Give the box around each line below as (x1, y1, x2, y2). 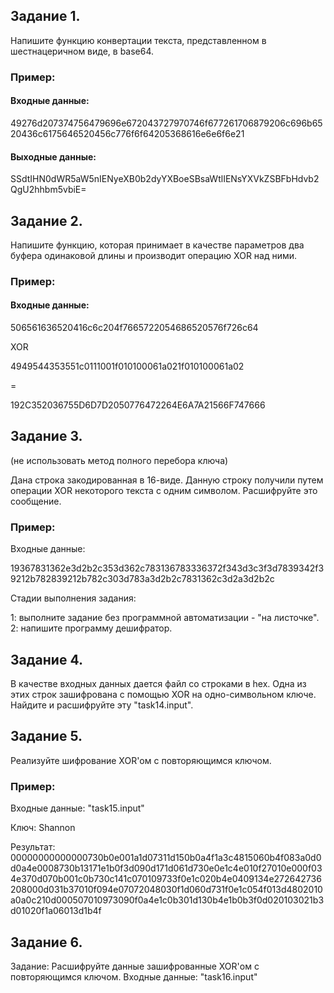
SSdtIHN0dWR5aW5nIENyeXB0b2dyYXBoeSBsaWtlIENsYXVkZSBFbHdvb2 (10, 173, 320, 185)
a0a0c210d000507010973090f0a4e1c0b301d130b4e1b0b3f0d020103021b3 (10, 894, 325, 906)
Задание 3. (10, 428, 83, 445)
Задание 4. (10, 651, 83, 668)
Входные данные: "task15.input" (10, 802, 145, 814)
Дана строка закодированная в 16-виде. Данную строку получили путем (10, 474, 324, 486)
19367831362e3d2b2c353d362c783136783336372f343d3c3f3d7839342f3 (10, 562, 325, 574)
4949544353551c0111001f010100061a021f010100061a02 (10, 360, 245, 373)
